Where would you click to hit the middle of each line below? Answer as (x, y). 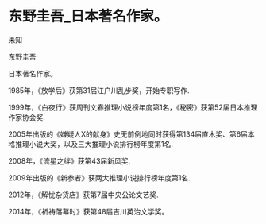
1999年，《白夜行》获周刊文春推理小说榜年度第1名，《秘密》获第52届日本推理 (133, 107)
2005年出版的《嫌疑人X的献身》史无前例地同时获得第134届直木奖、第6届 (128, 134)
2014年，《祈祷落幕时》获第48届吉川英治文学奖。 (89, 211)
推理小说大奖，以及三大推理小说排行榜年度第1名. (94, 144)
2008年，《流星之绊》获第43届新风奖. (69, 160)
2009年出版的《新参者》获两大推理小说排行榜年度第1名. (99, 178)
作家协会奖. (27, 117)
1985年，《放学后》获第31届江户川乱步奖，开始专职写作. (99, 90)
